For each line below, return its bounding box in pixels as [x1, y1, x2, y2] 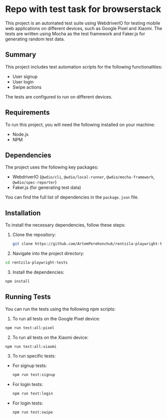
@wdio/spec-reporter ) [12, 179, 57, 185]
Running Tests [5, 292, 51, 301]
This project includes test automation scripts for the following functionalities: [5, 63, 163, 69]
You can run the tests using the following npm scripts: [5, 306, 116, 312]
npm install [5, 278, 30, 283]
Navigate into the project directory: [12, 250, 85, 256]
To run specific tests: [12, 353, 56, 359]
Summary [5, 50, 36, 59]
